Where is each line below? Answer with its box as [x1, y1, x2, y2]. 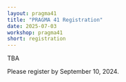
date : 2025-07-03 [7, 23, 57, 29]
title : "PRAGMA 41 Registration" [7, 16, 103, 23]
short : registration [7, 36, 67, 42]
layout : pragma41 [7, 10, 57, 17]
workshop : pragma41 [7, 29, 63, 36]
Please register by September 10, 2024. [7, 68, 119, 76]
